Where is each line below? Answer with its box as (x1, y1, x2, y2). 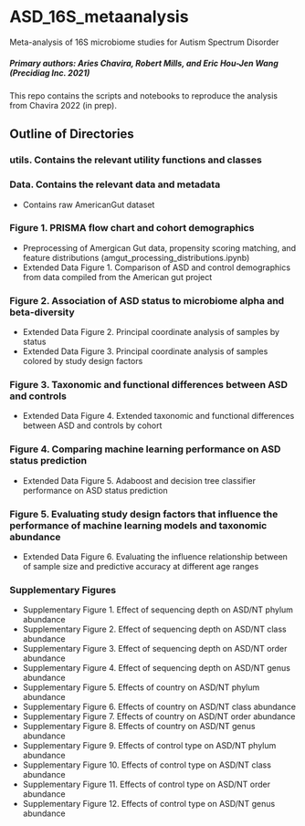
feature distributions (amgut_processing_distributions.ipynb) (22, 252, 250, 263)
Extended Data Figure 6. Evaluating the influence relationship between (22, 551, 288, 562)
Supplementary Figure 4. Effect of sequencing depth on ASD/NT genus (22, 663, 290, 674)
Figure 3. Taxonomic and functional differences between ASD (9, 379, 288, 392)
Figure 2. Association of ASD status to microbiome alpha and (9, 294, 285, 307)
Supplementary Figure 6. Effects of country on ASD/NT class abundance (22, 701, 297, 713)
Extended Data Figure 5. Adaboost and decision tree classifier (22, 475, 257, 486)
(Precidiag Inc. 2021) (9, 67, 90, 78)
